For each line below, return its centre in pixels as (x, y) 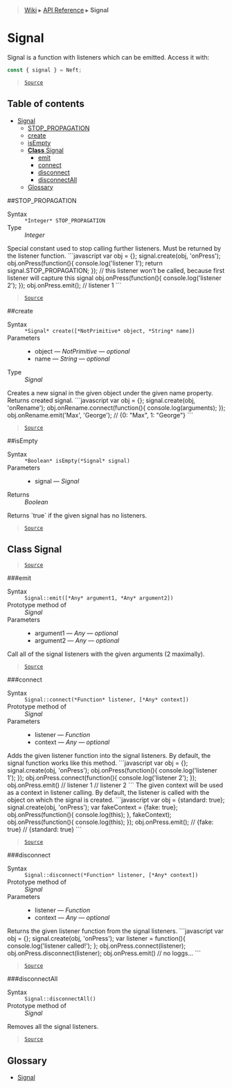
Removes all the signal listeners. (53, 1027)
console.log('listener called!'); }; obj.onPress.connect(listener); (96, 946)
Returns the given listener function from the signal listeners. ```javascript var (115, 931)
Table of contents (46, 104)
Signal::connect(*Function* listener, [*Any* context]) (107, 700)
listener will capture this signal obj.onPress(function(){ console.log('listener (114, 278)
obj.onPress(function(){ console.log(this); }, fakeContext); (89, 815)
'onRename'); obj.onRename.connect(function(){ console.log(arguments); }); (116, 407)
